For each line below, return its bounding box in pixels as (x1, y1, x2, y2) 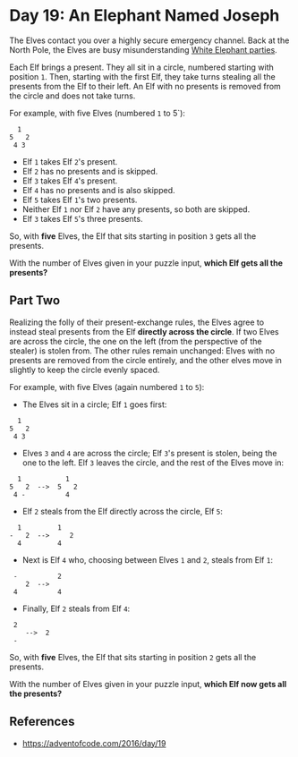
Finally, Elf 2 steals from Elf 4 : (21, 603, 131, 614)
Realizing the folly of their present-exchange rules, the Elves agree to (9, 317, 265, 327)
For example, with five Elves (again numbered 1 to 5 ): (9, 381, 205, 392)
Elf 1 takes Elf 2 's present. (21, 156, 118, 166)
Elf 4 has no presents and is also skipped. (21, 184, 175, 195)
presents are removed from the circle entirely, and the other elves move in (9, 354, 282, 365)
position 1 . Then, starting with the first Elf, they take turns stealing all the (9, 71, 276, 81)
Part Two (9, 293, 61, 309)
